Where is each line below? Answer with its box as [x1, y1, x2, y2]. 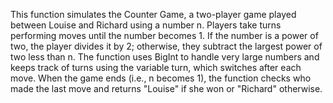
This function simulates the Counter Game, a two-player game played [10, 9, 297, 20]
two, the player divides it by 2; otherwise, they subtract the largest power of [10, 40, 323, 52]
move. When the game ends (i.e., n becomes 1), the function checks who [10, 72, 312, 84]
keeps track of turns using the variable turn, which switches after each [10, 62, 302, 73]
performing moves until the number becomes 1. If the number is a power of [10, 30, 319, 41]
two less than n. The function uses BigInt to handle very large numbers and [10, 51, 320, 63]
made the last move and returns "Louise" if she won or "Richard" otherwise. [10, 83, 323, 94]
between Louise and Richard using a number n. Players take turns [10, 19, 282, 31]
